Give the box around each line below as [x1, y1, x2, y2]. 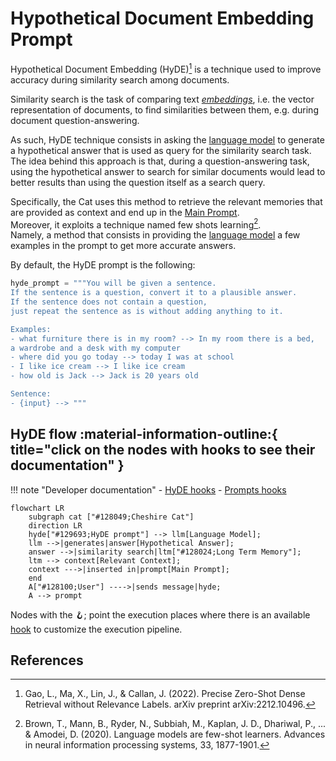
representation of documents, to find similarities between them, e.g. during [10, 103, 319, 116]
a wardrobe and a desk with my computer [10, 343, 182, 353]
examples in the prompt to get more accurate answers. [10, 240, 237, 252]
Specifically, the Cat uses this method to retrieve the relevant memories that [10, 195, 323, 207]
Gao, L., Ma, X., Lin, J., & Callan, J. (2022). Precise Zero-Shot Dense [24, 688, 306, 700]
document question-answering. [10, 114, 140, 126]
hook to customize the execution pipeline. [10, 623, 183, 635]
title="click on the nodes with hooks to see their [10, 442, 316, 459]
